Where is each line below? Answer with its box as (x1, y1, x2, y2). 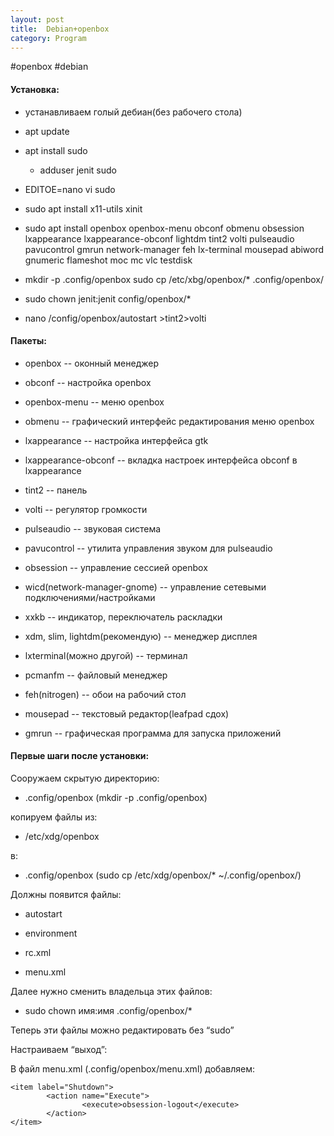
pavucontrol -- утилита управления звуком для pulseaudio (24, 542, 273, 554)
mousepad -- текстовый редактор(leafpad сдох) (24, 707, 230, 720)
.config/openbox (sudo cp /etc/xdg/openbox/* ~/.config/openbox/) (24, 869, 302, 881)
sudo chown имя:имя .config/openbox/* (24, 1004, 193, 1016)
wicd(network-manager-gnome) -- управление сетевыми (24, 581, 267, 593)
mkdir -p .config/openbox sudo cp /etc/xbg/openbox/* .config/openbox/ (24, 273, 325, 285)
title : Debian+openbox (10, 24, 110, 34)
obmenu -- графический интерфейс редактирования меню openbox (24, 415, 315, 427)
